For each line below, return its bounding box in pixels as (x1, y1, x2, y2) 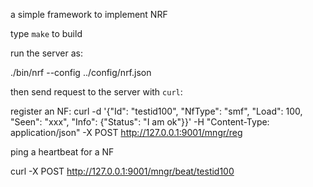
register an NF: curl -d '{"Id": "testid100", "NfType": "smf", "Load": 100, (10, 105, 303, 117)
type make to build (10, 28, 83, 39)
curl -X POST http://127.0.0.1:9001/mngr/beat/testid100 (10, 165, 235, 177)
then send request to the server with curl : (10, 86, 183, 98)
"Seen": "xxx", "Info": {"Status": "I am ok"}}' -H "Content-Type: (10, 116, 270, 128)
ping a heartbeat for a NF (10, 146, 115, 158)
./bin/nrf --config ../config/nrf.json (10, 67, 152, 78)
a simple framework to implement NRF (10, 9, 168, 20)
